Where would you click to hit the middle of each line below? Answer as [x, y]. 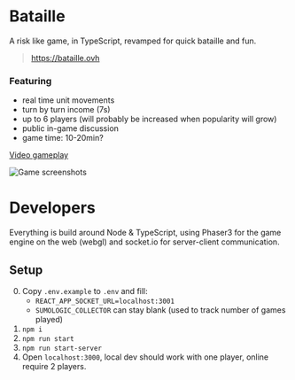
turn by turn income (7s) [66, 110]
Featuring [31, 81]
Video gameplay [39, 155]
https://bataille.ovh [65, 58]
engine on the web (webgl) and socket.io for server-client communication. [145, 242]
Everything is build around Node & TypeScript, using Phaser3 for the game [145, 233]
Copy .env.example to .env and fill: [85, 291]
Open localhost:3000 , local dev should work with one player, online [145, 357]
